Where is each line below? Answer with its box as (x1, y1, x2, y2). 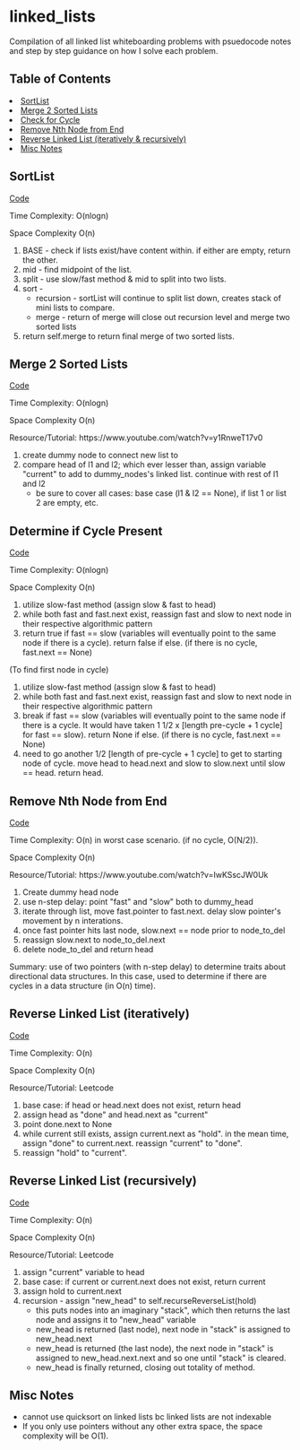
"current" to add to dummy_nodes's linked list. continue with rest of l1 (21, 469, 279, 480)
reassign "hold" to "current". (21, 1147, 127, 1158)
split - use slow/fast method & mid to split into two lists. (21, 274, 227, 284)
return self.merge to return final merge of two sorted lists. (21, 330, 236, 342)
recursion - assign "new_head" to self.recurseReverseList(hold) (21, 1295, 257, 1306)
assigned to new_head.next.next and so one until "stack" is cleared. (35, 1352, 287, 1363)
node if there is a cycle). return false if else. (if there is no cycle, (21, 638, 258, 648)
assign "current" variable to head (21, 1266, 145, 1277)
